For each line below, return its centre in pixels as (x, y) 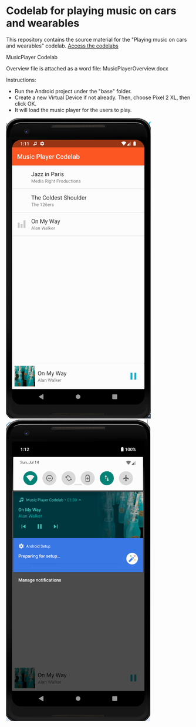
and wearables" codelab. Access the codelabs (62, 46)
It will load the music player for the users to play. (73, 110)
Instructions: (21, 80)
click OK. (26, 103)
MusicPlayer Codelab (32, 57)
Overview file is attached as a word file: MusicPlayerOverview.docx (87, 68)
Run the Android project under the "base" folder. (73, 91)
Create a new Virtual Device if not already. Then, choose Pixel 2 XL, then (102, 97)
